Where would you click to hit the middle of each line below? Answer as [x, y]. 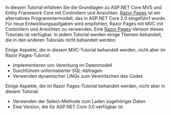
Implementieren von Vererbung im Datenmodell [62, 65]
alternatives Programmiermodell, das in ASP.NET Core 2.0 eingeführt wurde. [86, 18]
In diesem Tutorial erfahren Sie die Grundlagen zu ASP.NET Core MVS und [83, 7]
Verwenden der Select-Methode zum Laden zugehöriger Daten [79, 101]
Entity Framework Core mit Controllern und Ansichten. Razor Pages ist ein [83, 13]
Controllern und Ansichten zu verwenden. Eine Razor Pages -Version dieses [84, 29]
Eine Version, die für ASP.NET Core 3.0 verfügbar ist [68, 107]
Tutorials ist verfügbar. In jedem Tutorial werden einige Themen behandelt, [84, 34]
